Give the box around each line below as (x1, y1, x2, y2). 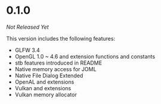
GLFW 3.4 (14, 46, 40, 54)
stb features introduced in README (14, 59, 102, 66)
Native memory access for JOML (14, 65, 97, 72)
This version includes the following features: (6, 35, 116, 42)
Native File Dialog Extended (14, 72, 84, 79)
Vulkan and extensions (14, 84, 71, 91)
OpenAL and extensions (14, 78, 75, 85)
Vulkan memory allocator (14, 91, 77, 98)
